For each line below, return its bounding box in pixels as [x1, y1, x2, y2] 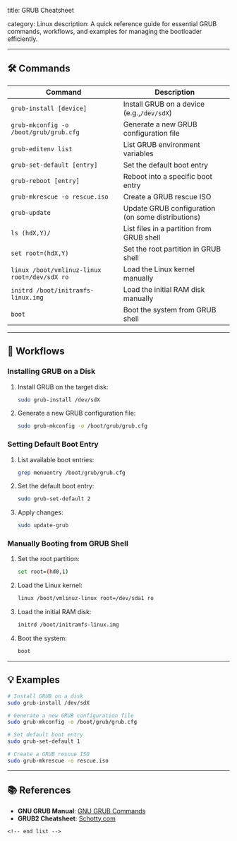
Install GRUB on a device [123, 99, 205, 109]
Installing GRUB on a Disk [7, 367, 96, 377]
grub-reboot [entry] [11, 177, 80, 184]
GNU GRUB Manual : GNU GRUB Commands [17, 806, 146, 815]
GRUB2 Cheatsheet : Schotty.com [17, 814, 116, 823]
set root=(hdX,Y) [11, 249, 69, 257]
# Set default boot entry [7, 731, 83, 739]
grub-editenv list [11, 145, 73, 153]
